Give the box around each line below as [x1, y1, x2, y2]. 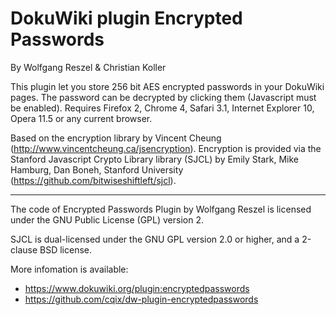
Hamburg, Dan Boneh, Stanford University [10, 163, 184, 176]
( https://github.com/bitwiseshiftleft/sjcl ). [10, 174, 177, 186]
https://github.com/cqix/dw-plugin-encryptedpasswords [24, 293, 259, 305]
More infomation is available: [10, 263, 129, 275]
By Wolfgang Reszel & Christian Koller [10, 61, 167, 73]
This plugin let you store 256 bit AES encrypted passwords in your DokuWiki [10, 80, 325, 92]
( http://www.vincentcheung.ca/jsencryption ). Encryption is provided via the [10, 142, 322, 154]
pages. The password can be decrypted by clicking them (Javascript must [10, 91, 317, 103]
